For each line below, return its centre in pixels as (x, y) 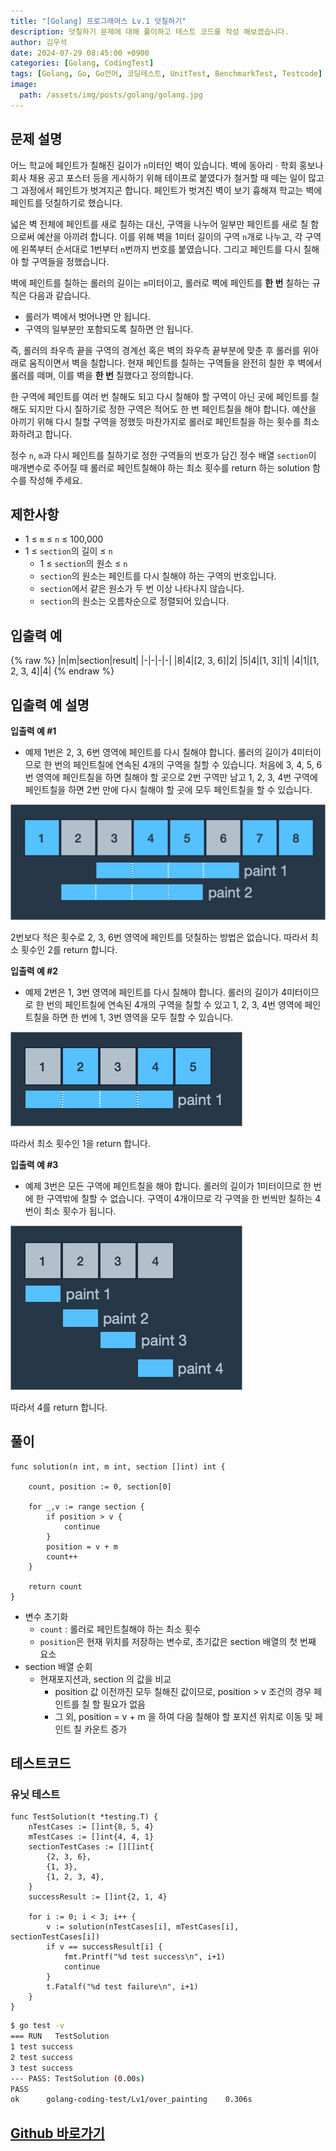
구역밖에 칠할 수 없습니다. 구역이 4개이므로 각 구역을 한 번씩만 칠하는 (179, 1198)
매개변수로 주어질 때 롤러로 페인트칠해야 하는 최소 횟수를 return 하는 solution (160, 467)
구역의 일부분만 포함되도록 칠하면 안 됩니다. (109, 329)
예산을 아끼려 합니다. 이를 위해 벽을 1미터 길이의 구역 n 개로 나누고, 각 (169, 236)
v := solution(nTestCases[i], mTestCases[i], (143, 1927)
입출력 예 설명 (50, 705)
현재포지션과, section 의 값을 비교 (105, 1679)
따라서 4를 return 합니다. (59, 1407)
